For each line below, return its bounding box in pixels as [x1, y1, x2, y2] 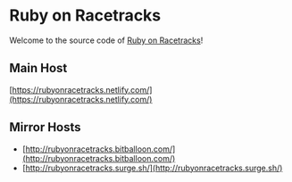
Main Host [9, 61, 68, 76]
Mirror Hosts [9, 120, 82, 135]
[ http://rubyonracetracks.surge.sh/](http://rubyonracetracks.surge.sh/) [21, 162, 283, 173]
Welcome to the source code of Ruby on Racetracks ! [9, 35, 204, 45]
